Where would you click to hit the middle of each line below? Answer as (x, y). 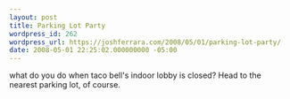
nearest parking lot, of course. (65, 85)
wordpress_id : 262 (43, 34)
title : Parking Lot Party (57, 26)
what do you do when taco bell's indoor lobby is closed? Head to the (135, 75)
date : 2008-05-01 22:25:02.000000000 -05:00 (93, 50)
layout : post (33, 17)
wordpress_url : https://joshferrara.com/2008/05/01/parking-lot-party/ (145, 42)
